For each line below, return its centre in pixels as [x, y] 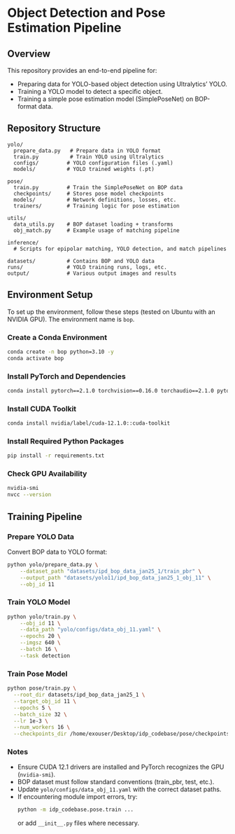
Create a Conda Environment [57, 337]
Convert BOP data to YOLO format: [57, 552]
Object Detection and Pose [86, 13]
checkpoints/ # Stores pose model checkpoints [89, 193]
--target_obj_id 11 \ [45, 701]
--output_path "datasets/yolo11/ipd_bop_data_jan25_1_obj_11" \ [115, 577]
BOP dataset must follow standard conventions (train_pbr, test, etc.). [116, 782]
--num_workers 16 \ [42, 727]
